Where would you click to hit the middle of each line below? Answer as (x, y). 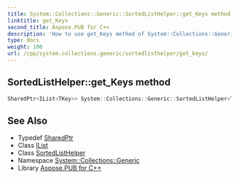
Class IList (33, 146)
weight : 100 (25, 47)
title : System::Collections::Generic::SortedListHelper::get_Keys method (119, 14)
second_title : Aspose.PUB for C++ (59, 27)
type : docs (23, 40)
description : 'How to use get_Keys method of (76, 34)
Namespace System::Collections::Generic (79, 161)
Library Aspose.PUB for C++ (59, 168)
